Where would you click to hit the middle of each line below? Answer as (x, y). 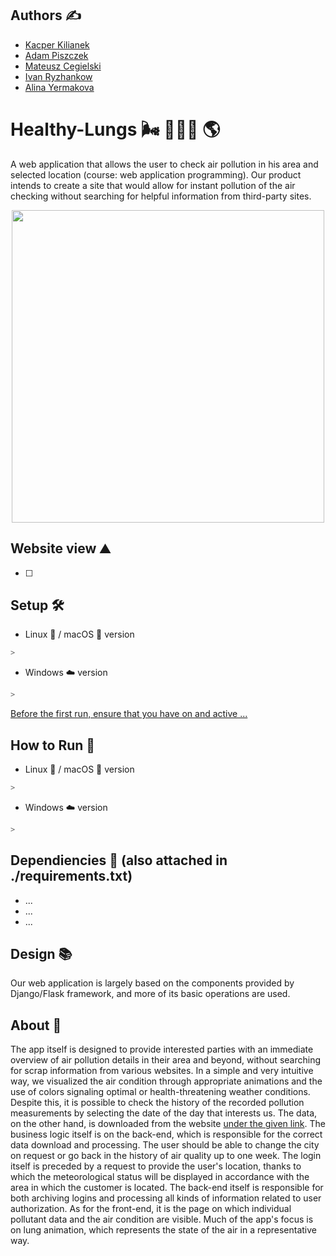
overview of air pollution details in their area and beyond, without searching (165, 1060)
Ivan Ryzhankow (58, 76)
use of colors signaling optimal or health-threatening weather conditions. (160, 1092)
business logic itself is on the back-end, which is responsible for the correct (166, 1134)
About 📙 (36, 1025)
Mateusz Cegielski (63, 66)
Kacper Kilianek (57, 44)
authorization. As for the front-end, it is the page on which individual (151, 1209)
